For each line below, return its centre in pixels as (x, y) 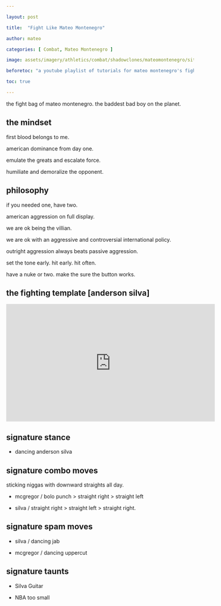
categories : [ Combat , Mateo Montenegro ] (60, 49)
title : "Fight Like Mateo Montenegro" (56, 27)
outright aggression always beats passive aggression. (72, 251)
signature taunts (38, 572)
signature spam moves (49, 527)
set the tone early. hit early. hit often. (51, 263)
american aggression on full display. (51, 216)
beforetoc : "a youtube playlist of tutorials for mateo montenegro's (94, 71)
